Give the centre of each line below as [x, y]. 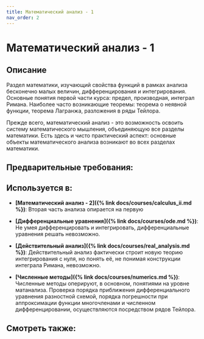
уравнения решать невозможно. [58, 234]
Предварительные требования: [70, 167]
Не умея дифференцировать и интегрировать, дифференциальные [102, 227]
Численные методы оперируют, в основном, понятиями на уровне [102, 283]
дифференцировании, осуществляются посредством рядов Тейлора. [105, 309]
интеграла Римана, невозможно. [58, 265]
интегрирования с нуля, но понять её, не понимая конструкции [98, 259]
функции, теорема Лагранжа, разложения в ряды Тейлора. [83, 111]
